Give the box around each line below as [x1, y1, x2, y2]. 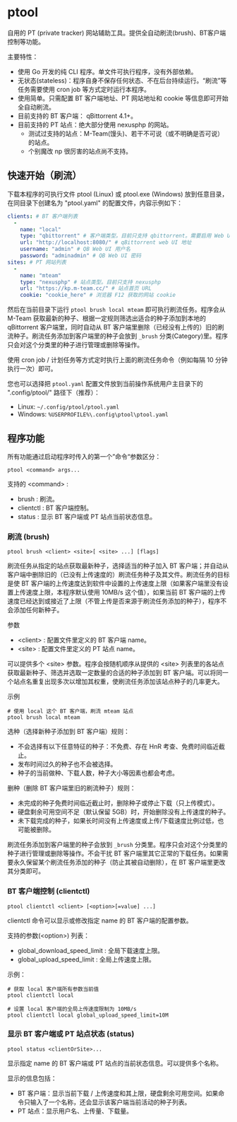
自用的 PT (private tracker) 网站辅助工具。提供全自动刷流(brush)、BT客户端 [7, 28, 226, 37]
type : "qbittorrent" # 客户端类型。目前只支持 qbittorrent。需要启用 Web [20, 233, 224, 240]
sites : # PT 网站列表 [7, 259, 67, 266]
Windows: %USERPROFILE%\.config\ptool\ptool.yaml [17, 410, 169, 419]
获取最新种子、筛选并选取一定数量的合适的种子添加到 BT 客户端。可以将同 [7, 669, 223, 677]
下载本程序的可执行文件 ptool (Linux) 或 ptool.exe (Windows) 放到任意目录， [7, 189, 229, 198]
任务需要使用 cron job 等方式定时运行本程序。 [17, 85, 150, 93]
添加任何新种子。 [13, 606, 63, 614]
